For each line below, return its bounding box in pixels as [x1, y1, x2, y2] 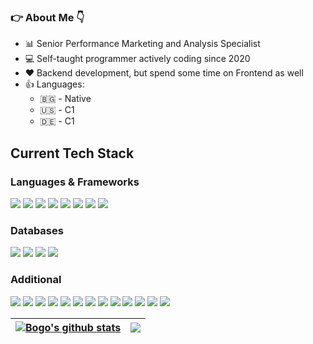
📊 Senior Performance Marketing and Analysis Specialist [24, 38, 261, 50]
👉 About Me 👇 [10, 10, 85, 24]
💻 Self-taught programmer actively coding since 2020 [24, 53, 251, 65]
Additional [10, 273, 62, 287]
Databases [10, 223, 64, 237]
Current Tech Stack [10, 145, 135, 162]
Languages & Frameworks [10, 175, 140, 189]
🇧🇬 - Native [39, 93, 92, 105]
